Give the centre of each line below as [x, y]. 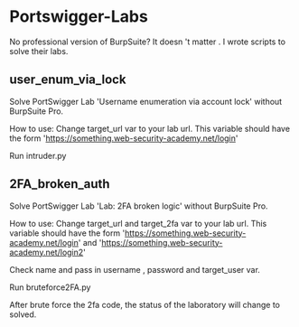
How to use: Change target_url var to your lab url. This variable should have [150, 128]
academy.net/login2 [47, 252]
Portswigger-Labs [79, 17]
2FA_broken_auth [60, 184]
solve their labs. [39, 51]
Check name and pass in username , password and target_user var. [135, 269]
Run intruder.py [38, 155]
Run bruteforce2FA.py [50, 287]
